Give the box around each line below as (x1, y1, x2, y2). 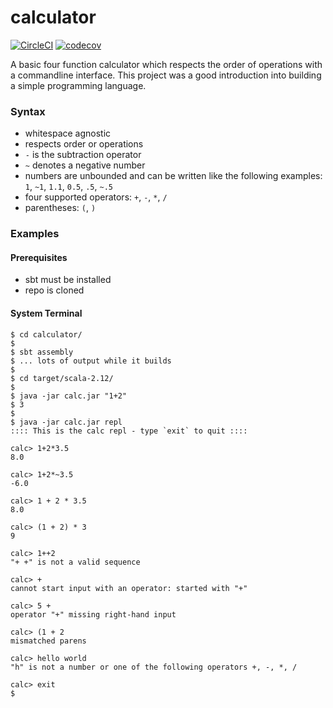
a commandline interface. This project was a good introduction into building (10, 69, 322, 81)
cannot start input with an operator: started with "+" (10, 583, 248, 593)
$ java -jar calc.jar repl (10, 417, 123, 427)
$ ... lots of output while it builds (10, 356, 172, 366)
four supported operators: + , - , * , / (24, 191, 168, 203)
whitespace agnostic (24, 127, 112, 140)
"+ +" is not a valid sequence (10, 557, 141, 567)
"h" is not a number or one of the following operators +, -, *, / (10, 662, 298, 672)
